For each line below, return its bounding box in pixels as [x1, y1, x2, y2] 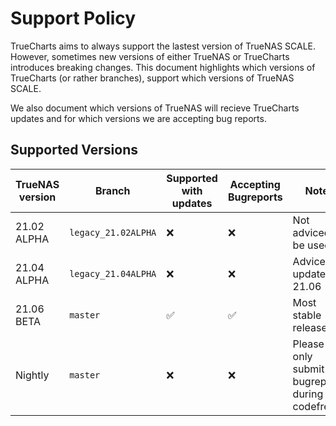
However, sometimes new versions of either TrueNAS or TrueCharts [10, 50, 290, 62]
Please [292, 337, 325, 351]
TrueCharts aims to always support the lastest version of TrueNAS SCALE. [10, 40, 317, 52]
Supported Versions [10, 142, 138, 159]
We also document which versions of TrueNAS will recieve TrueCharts [10, 102, 300, 114]
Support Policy [10, 7, 137, 30]
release [292, 320, 328, 334]
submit [292, 362, 325, 376]
